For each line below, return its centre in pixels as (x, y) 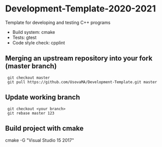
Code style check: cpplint (39, 42)
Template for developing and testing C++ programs (58, 22)
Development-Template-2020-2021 (81, 9)
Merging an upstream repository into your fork (79, 59)
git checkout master (29, 78)
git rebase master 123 (31, 113)
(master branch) (31, 66)
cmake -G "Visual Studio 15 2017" (40, 141)
